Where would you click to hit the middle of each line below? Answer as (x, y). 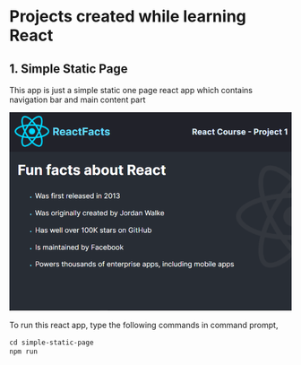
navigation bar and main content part (77, 100)
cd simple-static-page (52, 343)
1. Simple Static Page (69, 69)
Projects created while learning (128, 17)
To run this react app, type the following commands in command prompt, (144, 326)
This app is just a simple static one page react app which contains (131, 90)
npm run (24, 352)
